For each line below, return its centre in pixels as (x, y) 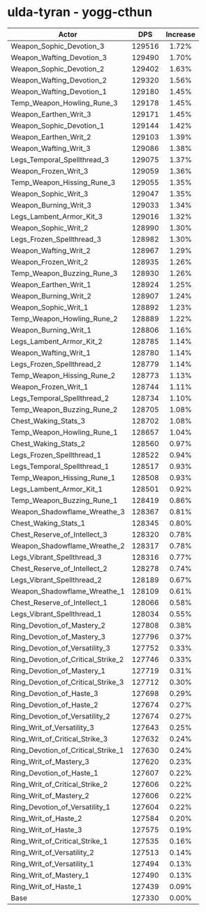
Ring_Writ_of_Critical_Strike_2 (59, 784)
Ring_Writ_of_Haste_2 (46, 818)
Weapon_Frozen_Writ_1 (50, 386)
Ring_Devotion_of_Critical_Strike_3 (67, 682)
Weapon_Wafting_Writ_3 (51, 148)
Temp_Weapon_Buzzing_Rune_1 (64, 500)
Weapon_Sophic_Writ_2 (50, 228)
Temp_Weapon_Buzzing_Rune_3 (64, 273)
